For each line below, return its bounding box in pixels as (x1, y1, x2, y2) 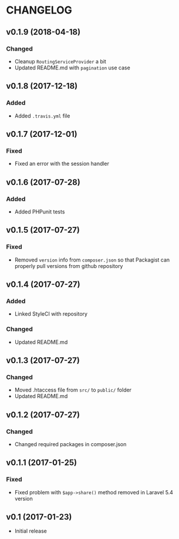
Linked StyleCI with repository (14, 310, 88, 317)
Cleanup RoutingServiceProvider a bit (14, 58, 107, 65)
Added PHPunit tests (14, 208, 65, 215)
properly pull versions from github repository (14, 262, 123, 269)
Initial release (14, 527, 47, 535)
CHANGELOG (6, 4, 72, 17)
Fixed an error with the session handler (14, 160, 110, 168)
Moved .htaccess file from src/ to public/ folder (14, 386, 132, 394)
